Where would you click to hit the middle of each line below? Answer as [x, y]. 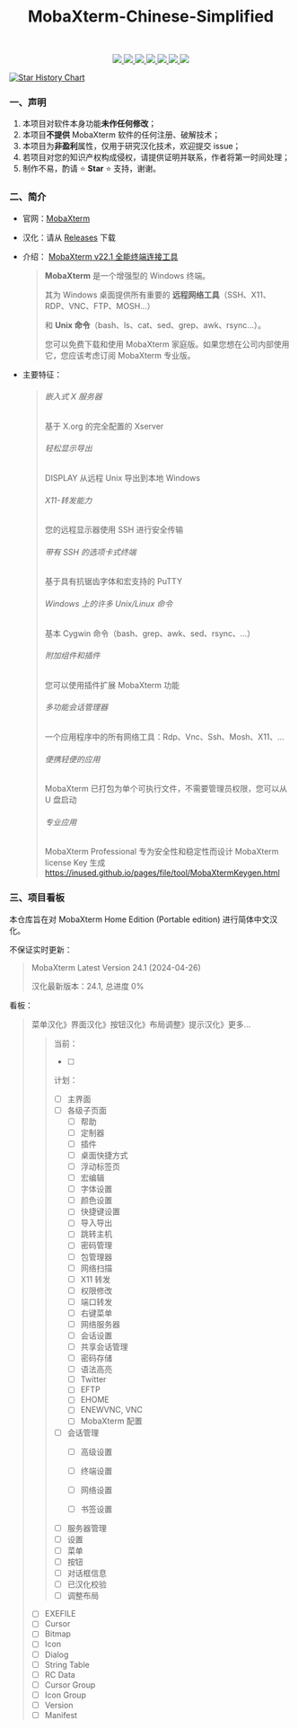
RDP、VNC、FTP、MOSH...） [100, 306]
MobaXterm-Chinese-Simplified [151, 17]
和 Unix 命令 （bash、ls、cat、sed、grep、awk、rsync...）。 [155, 324]
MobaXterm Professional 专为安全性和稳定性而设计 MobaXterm [162, 852]
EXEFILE [60, 1614]
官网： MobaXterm [56, 218]
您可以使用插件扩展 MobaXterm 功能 [112, 685]
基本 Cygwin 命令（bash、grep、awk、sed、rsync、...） [150, 633]
